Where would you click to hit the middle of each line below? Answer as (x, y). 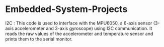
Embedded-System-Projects (66, 9)
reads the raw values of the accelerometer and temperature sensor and (79, 33)
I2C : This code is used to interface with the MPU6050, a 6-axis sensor (79, 23)
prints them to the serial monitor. (39, 39)
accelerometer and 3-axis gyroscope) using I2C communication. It (84, 28)
